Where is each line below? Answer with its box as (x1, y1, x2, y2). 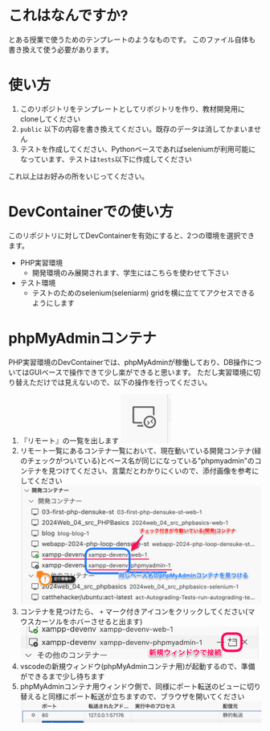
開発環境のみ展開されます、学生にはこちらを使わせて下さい (31, 268, 229, 277)
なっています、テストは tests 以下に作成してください (19, 154, 192, 164)
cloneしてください (19, 113, 81, 124)
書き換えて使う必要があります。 (8, 44, 113, 54)
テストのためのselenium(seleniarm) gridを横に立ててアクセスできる (31, 288, 256, 298)
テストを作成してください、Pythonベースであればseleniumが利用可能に (19, 144, 256, 154)
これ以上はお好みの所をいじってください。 (8, 171, 149, 181)
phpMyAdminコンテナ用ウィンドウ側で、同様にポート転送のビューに (19, 682, 247, 692)
